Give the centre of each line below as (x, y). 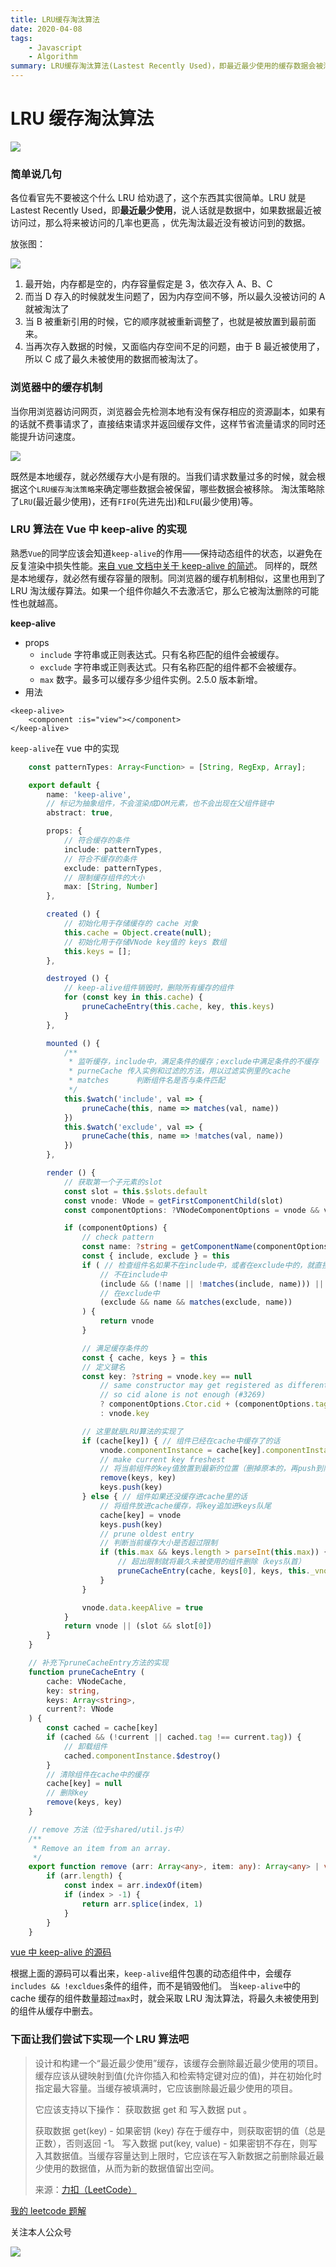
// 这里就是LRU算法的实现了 (132, 1431)
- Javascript (55, 47)
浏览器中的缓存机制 (56, 388)
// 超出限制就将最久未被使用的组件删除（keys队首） (211, 1562)
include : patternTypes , (113, 849)
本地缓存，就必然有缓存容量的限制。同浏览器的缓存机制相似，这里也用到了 (172, 578)
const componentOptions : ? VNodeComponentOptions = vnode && (191, 1210)
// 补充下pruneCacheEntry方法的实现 (98, 1663)
